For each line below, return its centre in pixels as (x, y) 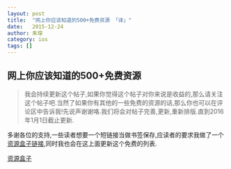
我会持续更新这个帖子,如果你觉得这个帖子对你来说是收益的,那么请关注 (124, 94)
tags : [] (20, 46)
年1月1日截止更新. (49, 120)
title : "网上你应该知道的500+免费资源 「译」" (70, 20)
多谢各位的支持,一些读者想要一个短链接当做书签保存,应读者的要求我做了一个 (116, 135)
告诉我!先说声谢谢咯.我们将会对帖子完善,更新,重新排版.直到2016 (133, 111)
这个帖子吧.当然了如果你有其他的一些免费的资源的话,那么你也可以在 (120, 102)
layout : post (26, 14)
